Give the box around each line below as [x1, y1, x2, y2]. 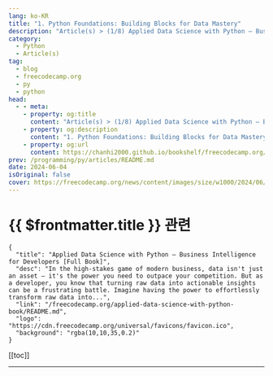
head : [8, 95, 27, 103]
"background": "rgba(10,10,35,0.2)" [15, 329, 140, 337]
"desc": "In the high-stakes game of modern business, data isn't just [15, 265, 264, 273]
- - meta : [15, 103, 49, 111]
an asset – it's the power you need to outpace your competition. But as [8, 272, 264, 280]
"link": [15, 300, 42, 308]
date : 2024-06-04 [8, 164, 67, 172]
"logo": [15, 314, 42, 322]
